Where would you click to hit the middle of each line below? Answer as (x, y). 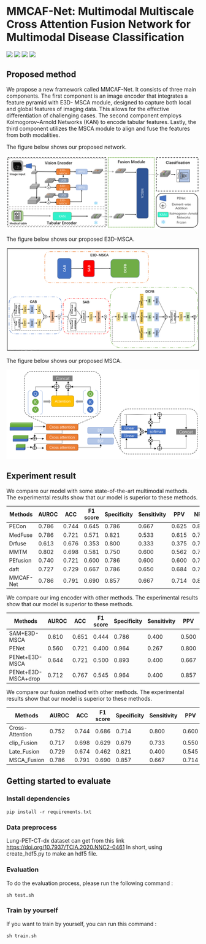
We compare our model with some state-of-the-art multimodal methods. (98, 491)
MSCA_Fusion (27, 760)
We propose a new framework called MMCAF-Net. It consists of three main (101, 89)
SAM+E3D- (24, 633)
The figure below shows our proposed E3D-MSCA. (71, 239)
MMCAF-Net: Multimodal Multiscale (100, 11)
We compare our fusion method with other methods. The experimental (95, 692)
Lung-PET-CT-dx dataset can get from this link (65, 841)
